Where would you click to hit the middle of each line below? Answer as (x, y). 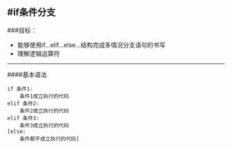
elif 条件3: (23, 118)
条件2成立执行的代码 (44, 111)
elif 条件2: (23, 103)
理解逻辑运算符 (38, 53)
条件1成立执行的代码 (44, 96)
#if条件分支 (31, 12)
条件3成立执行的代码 (44, 125)
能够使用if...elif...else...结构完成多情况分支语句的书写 (91, 45)
